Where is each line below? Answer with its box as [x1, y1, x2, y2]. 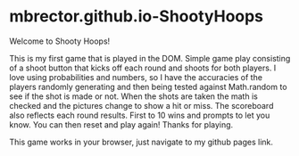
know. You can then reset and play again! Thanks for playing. [9, 119, 234, 130]
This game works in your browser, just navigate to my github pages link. [9, 136, 274, 147]
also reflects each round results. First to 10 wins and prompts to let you [9, 110, 270, 120]
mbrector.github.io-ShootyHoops [9, 6, 264, 27]
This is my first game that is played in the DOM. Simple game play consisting [9, 53, 291, 63]
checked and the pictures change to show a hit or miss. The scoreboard [9, 100, 274, 111]
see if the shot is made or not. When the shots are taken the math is [9, 91, 259, 102]
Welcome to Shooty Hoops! [9, 36, 111, 46]
